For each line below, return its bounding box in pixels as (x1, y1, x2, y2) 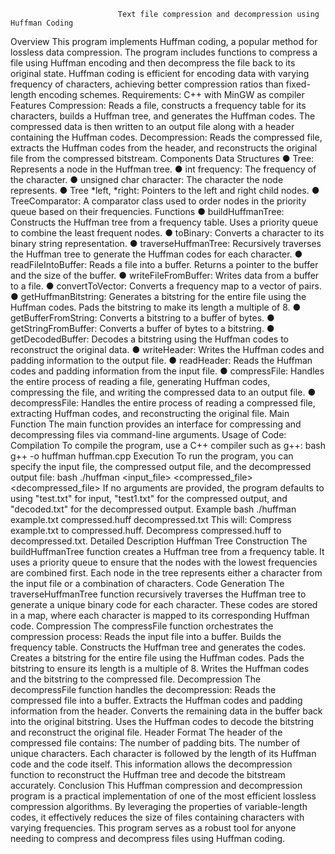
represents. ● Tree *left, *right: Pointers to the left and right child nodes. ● (10, 185, 320, 196)
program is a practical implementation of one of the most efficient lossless (10, 790, 317, 802)
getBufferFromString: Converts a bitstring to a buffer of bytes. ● (10, 312, 275, 324)
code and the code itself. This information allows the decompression (10, 758, 293, 770)
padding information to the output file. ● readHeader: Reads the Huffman (10, 355, 313, 366)
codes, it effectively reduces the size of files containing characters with (10, 811, 305, 823)
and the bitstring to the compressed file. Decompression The (10, 673, 262, 685)
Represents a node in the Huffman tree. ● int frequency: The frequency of (10, 163, 317, 175)
